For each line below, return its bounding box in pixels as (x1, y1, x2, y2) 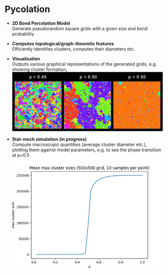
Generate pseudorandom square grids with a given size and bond (12, 25, 148, 31)
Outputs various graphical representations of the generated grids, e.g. (12, 61, 157, 67)
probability (12, 31, 35, 37)
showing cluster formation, (12, 66, 68, 72)
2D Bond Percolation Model (12, 20, 71, 26)
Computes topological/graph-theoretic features (12, 40, 114, 46)
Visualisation (12, 55, 41, 61)
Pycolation (5, 4, 51, 15)
